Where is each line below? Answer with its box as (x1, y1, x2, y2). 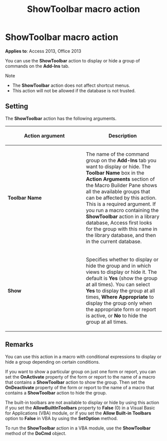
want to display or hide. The (86, 163, 151, 170)
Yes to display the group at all (86, 287, 155, 294)
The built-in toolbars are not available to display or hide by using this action (5, 399, 160, 405)
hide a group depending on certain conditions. (5, 359, 100, 365)
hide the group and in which (86, 262, 151, 269)
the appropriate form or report (86, 306, 157, 313)
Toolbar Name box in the (86, 169, 145, 176)
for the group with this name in (86, 225, 158, 232)
